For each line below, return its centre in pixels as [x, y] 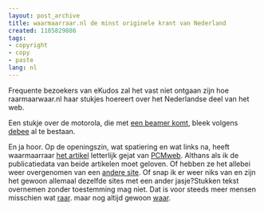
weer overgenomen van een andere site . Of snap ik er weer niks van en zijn [132, 172]
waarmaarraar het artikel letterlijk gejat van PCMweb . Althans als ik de [124, 155]
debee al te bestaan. [42, 131]
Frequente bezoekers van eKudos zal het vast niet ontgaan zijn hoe [119, 90]
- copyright [28, 46]
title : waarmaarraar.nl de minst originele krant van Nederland [117, 23]
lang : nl [23, 68]
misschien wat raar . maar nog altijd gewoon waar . [90, 197]
